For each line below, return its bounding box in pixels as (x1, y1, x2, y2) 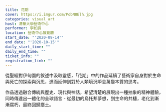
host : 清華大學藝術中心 (5, 21, 49, 26)
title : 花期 (5, 7, 29, 12)
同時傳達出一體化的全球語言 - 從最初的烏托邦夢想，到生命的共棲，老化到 (5, 96, 155, 102)
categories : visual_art (5, 16, 55, 21)
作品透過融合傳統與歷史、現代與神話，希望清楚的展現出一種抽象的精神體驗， (5, 89, 163, 95)
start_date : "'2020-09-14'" (5, 35, 64, 40)
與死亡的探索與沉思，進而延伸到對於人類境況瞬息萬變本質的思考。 (5, 79, 141, 85)
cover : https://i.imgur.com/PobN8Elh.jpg (5, 12, 93, 17)
